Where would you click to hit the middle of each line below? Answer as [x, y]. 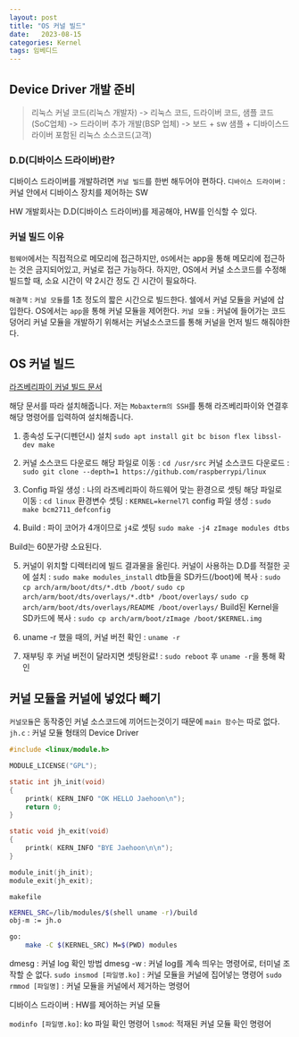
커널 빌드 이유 [37, 237]
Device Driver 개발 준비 [72, 89]
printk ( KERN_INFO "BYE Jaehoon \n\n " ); [100, 848]
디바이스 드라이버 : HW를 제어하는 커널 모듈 [85, 1005]
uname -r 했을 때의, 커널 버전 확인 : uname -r [101, 637]
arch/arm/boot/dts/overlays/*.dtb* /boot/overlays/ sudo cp [135, 597]
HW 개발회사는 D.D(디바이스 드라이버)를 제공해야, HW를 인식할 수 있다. [133, 212]
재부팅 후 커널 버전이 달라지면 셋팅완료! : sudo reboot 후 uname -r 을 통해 [149, 656]
